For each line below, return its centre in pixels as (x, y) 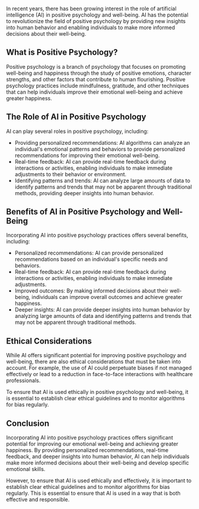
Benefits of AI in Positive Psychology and (84, 212)
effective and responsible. (38, 500)
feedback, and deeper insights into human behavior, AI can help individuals (98, 457)
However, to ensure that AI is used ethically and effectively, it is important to (99, 481)
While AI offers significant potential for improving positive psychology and (96, 355)
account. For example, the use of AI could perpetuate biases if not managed (99, 368)
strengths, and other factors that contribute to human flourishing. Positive (96, 79)
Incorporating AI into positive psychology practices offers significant (90, 438)
